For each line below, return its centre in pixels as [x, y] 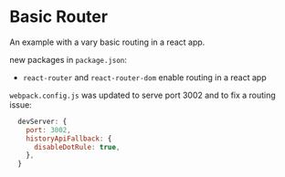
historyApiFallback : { [69, 139]
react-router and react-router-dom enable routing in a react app [144, 77]
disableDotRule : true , [77, 147]
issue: [21, 104]
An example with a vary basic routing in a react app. [107, 42]
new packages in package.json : [69, 59]
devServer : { [42, 121]
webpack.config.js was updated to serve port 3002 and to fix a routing [142, 95]
